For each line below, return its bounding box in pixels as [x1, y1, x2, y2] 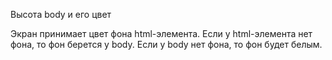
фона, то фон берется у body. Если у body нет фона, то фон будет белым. [10, 39, 323, 50]
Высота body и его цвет [10, 9, 112, 20]
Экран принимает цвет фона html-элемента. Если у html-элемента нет [10, 28, 313, 39]
